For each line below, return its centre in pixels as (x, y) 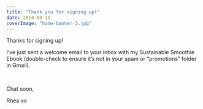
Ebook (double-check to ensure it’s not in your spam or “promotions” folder (101, 59)
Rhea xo (17, 100)
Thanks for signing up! (35, 41)
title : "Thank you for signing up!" (53, 12)
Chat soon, (20, 89)
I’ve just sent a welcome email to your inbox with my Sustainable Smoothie (101, 52)
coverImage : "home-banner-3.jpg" (49, 23)
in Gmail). (18, 65)
